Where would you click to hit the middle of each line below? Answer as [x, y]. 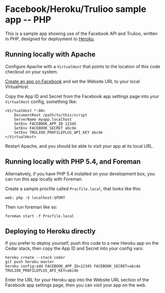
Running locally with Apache [50, 54]
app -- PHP [28, 20]
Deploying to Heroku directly [50, 231]
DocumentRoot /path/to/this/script [51, 115]
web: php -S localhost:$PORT [35, 197]
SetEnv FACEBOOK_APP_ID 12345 [45, 124]
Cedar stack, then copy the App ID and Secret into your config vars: [74, 248]
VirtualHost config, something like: [41, 101]
